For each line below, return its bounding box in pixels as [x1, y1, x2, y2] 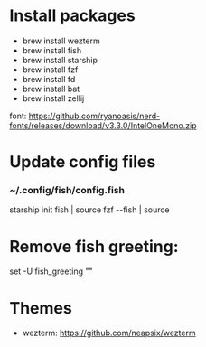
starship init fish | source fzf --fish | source [9, 204, 170, 215]
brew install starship [22, 54, 98, 65]
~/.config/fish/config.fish [9, 184, 125, 197]
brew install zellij [22, 92, 85, 104]
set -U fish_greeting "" [9, 266, 93, 277]
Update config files [9, 152, 156, 173]
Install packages [9, 5, 136, 26]
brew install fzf [22, 64, 79, 75]
